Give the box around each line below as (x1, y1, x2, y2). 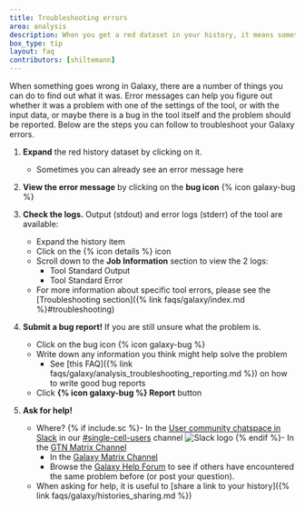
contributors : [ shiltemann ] (9, 55, 116, 65)
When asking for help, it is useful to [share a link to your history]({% (35, 481, 290, 491)
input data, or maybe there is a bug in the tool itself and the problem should (9, 110, 291, 120)
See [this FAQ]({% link (49, 358, 133, 369)
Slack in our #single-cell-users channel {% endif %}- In (35, 433, 295, 443)
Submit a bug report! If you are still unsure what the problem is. (22, 322, 261, 332)
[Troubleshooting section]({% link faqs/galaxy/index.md (35, 295, 245, 305)
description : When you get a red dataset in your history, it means (9, 30, 274, 39)
